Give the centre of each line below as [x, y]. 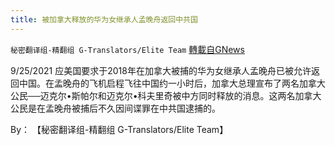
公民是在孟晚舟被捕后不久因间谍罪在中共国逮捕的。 [115, 108]
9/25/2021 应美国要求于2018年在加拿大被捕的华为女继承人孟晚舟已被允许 [161, 70]
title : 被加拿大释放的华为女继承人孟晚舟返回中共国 [104, 19]
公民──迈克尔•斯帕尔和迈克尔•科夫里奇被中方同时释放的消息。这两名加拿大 [166, 95]
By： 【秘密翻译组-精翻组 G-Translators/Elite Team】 [119, 129]
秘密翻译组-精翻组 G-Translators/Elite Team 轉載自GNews [127, 49]
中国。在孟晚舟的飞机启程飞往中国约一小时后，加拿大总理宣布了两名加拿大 [172, 83]
